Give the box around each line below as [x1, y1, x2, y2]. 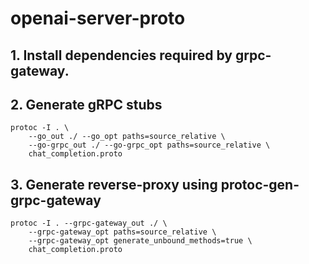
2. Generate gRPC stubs [10, 96, 163, 113]
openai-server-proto [10, 7, 186, 30]
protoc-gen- [220, 176, 300, 193]
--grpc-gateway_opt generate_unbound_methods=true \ [28, 236, 253, 246]
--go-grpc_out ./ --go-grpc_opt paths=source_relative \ [28, 140, 271, 151]
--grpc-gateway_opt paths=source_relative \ [28, 227, 217, 237]
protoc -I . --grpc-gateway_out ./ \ [10, 218, 168, 229]
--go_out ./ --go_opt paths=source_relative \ [28, 132, 226, 142]
